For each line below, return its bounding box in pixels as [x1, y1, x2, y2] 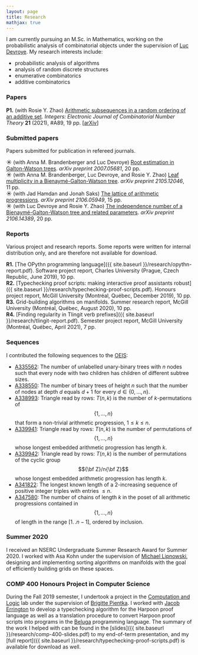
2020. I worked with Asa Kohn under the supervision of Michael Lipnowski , [6, 552, 188, 559]
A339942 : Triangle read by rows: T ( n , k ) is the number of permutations [14, 450, 187, 457]
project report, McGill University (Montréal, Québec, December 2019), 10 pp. [6, 292, 192, 299]
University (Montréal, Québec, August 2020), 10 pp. [6, 305, 132, 312]
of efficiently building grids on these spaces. [6, 565, 114, 572]
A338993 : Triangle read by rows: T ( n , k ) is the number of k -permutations [14, 394, 192, 401]
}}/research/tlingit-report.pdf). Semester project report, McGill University [6, 317, 183, 324]
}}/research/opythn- [143, 261, 192, 268]
